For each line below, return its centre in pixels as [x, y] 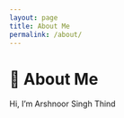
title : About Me [40, 26]
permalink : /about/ [46, 34]
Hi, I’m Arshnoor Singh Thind [62, 104]
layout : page [34, 18]
